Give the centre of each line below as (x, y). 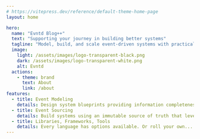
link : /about (38, 88)
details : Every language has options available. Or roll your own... (105, 127)
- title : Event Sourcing (42, 110)
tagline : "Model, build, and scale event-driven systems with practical (104, 44)
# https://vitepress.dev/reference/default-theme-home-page (82, 12)
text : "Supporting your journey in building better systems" (89, 39)
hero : (13, 28)
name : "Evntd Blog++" (38, 33)
